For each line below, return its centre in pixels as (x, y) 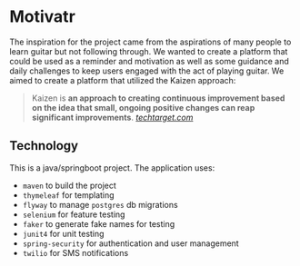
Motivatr (42, 17)
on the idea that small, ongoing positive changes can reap (143, 107)
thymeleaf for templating (69, 195)
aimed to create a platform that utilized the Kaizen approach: (123, 80)
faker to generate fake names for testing (99, 223)
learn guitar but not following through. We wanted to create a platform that (149, 51)
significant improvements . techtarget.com (112, 117)
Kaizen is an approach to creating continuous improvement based (158, 98)
